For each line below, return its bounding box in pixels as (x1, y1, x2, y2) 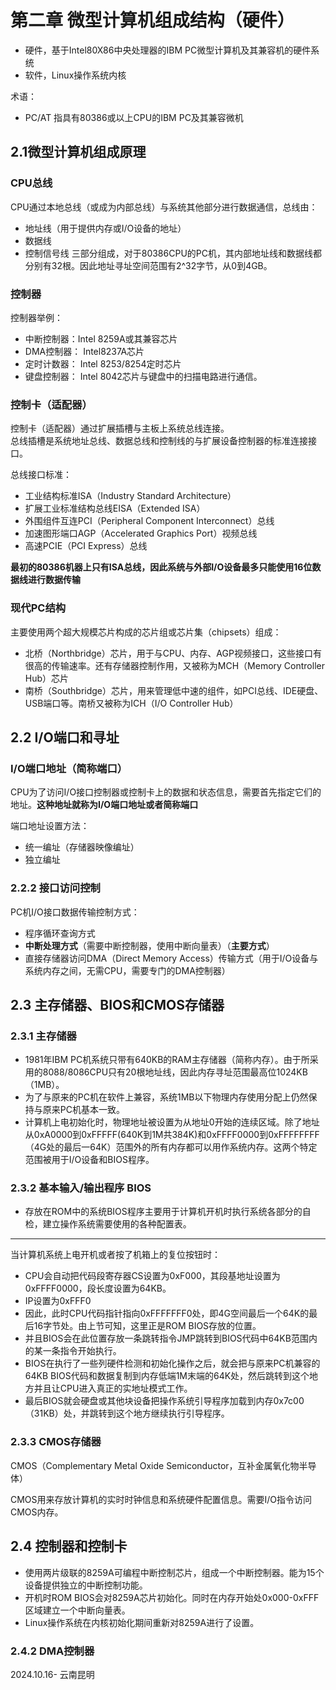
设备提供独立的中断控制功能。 (24, 1579, 148, 1591)
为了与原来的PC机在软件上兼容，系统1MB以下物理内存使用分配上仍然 (24, 1091, 309, 1103)
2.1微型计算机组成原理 (10, 144, 147, 161)
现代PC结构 (10, 601, 67, 615)
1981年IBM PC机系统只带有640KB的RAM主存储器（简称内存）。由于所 (24, 1054, 310, 1066)
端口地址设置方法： (10, 820, 90, 832)
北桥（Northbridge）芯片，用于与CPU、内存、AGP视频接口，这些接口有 (24, 647, 322, 659)
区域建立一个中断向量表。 (24, 1604, 131, 1616)
